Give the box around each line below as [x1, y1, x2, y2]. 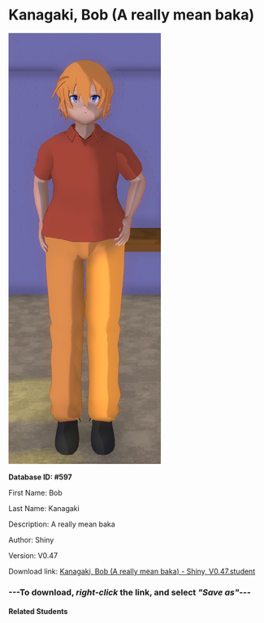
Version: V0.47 [8, 550, 58, 561]
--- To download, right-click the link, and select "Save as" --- [8, 586, 252, 598]
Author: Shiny [8, 535, 54, 544]
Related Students [8, 607, 68, 617]
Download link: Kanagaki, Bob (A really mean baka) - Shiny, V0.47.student [8, 566, 256, 576]
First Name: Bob [8, 488, 63, 497]
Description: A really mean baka [8, 519, 115, 529]
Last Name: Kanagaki [8, 503, 80, 513]
